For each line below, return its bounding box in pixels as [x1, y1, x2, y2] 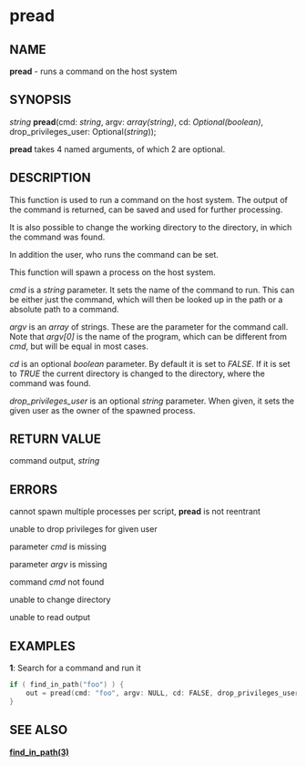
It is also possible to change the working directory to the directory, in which [9, 221, 292, 232]
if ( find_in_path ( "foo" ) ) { [9, 680, 125, 689]
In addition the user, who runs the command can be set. [9, 249, 219, 260]
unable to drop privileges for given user [9, 524, 158, 535]
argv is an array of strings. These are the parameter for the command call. [9, 321, 289, 332]
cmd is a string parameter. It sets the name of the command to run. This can [9, 284, 295, 295]
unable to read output [9, 612, 91, 623]
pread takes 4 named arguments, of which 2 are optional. [9, 143, 226, 155]
